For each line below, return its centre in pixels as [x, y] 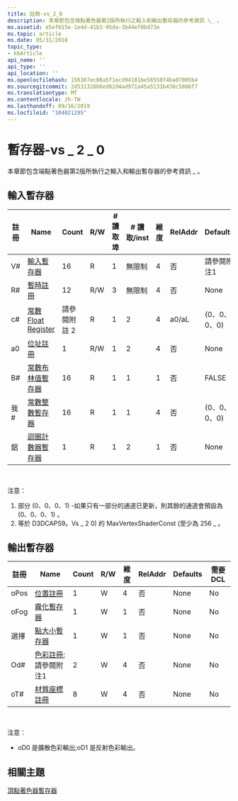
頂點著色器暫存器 [32, 790]
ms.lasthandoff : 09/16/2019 [49, 106]
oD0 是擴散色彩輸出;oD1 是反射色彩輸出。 [78, 748]
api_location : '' [33, 73]
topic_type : [25, 47]
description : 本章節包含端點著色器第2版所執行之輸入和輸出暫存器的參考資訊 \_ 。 [115, 21]
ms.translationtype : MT [42, 93]
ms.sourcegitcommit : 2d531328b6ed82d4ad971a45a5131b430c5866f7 [103, 86]
